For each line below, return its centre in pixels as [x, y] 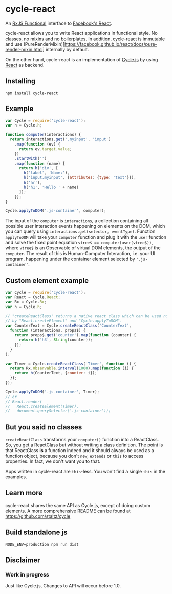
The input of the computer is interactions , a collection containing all [77, 221]
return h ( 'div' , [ [38, 168]
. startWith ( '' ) [31, 158]
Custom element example [47, 281]
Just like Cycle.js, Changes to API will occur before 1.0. [63, 586]
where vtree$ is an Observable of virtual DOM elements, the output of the [83, 248]
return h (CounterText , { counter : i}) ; [56, 373]
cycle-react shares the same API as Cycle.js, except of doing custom [78, 505]
